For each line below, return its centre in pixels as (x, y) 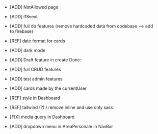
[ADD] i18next (24, 16)
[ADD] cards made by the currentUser (48, 88)
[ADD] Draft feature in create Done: (45, 60)
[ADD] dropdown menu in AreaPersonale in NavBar (61, 126)
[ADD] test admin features (36, 79)
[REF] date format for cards (37, 41)
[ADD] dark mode (27, 50)
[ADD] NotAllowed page (34, 7)
